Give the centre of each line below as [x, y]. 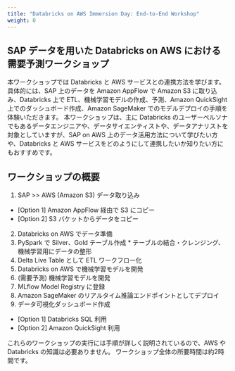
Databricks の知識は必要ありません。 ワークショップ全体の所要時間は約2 [113, 352]
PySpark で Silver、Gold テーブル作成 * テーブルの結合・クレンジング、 [121, 243]
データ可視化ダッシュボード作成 [64, 304]
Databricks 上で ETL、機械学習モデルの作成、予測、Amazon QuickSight [123, 100]
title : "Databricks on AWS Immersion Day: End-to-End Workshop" [103, 14]
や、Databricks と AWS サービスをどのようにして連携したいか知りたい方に [115, 144]
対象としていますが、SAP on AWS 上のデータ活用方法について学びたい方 [113, 135]
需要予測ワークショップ [58, 64]
